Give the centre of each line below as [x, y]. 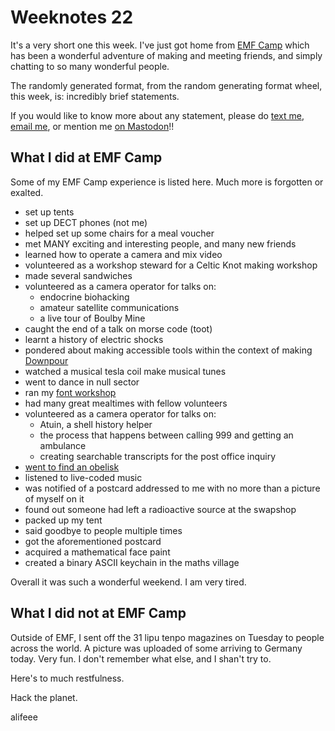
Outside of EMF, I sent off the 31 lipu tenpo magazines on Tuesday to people [167, 637]
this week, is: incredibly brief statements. [95, 96]
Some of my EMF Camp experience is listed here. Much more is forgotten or [167, 182]
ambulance [63, 445]
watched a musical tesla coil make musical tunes [125, 371]
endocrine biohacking [84, 297]
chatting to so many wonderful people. [90, 66]
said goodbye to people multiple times [103, 530]
